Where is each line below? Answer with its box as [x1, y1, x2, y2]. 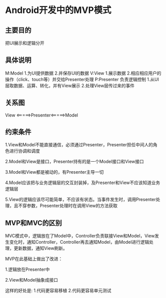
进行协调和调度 [9, 148, 40, 154]
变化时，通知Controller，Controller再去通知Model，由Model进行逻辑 [9, 239, 150, 245]
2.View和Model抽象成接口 [5, 277, 58, 283]
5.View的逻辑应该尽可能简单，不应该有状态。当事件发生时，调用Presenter [5, 197, 156, 202]
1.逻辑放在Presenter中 [5, 267, 50, 273]
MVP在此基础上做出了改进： [5, 256, 63, 262]
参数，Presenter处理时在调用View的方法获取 [26, 202, 118, 209]
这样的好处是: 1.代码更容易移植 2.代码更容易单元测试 [5, 288, 111, 294]
